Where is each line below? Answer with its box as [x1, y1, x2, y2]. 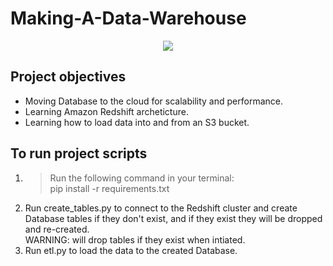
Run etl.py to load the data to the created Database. [24, 244, 238, 256]
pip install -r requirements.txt [49, 182, 170, 194]
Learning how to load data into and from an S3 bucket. [24, 116, 250, 128]
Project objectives [10, 68, 127, 86]
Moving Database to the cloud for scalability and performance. [24, 95, 283, 107]
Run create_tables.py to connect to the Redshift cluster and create [24, 202, 298, 214]
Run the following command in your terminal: [49, 172, 235, 184]
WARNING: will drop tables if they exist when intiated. [24, 233, 246, 246]
